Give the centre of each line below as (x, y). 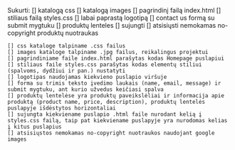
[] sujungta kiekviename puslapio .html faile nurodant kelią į (105, 114)
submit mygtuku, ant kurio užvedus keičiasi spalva (85, 90)
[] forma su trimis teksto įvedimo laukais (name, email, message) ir (114, 83)
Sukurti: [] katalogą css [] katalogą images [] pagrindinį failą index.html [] (114, 10)
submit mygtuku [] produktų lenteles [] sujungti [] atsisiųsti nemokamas (112, 25)
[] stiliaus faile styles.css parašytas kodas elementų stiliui (105, 65)
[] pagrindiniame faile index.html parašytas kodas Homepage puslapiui (116, 58)
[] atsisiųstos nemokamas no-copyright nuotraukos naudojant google (111, 133)
